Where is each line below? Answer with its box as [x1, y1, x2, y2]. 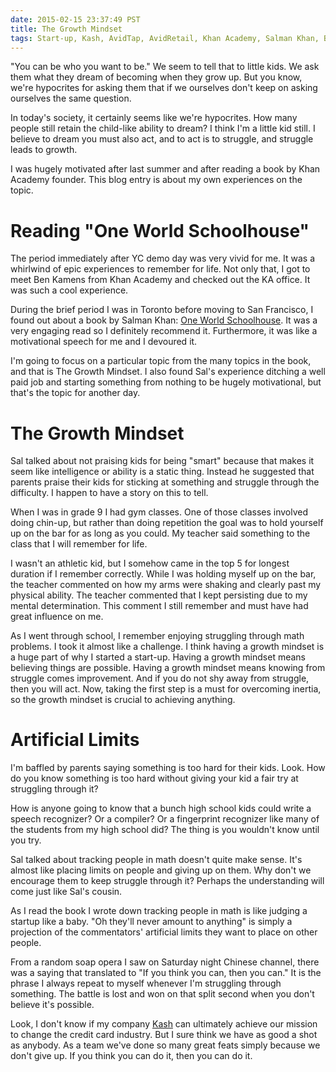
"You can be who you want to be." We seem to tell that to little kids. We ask [10, 61, 320, 73]
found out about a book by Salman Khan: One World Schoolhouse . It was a [10, 314, 318, 326]
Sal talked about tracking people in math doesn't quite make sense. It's [10, 854, 303, 866]
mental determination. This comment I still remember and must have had [10, 600, 309, 612]
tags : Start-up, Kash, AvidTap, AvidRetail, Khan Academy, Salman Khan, [10, 33, 320, 43]
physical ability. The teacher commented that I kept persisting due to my [10, 589, 308, 601]
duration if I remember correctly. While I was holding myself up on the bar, [10, 568, 317, 580]
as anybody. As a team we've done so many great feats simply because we [10, 1039, 321, 1051]
